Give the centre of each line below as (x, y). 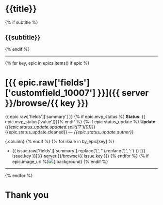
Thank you (27, 195)
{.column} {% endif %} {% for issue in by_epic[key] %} (60, 141)
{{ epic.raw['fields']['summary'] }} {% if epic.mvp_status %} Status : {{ (75, 117)
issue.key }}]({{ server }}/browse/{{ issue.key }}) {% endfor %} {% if (80, 156)
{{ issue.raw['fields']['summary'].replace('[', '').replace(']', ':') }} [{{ (79, 150)
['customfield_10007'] (50, 93)
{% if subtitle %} (22, 22)
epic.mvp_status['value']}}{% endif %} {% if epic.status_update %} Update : (81, 121)
